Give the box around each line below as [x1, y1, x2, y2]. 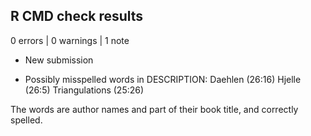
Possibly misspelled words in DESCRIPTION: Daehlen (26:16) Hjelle [24, 73, 302, 85]
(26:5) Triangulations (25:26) [24, 84, 145, 96]
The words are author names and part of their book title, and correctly [10, 103, 299, 115]
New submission [24, 54, 94, 66]
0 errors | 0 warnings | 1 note [10, 34, 130, 46]
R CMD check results [10, 8, 144, 25]
